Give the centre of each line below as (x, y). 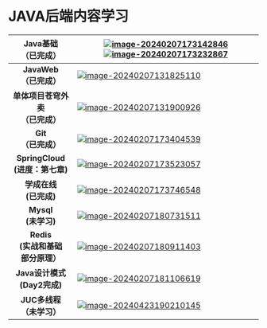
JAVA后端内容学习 (69, 16)
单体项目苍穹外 (41, 96)
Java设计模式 (41, 273)
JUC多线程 (41, 299)
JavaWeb (41, 69)
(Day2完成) (41, 285)
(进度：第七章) (41, 170)
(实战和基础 (41, 246)
